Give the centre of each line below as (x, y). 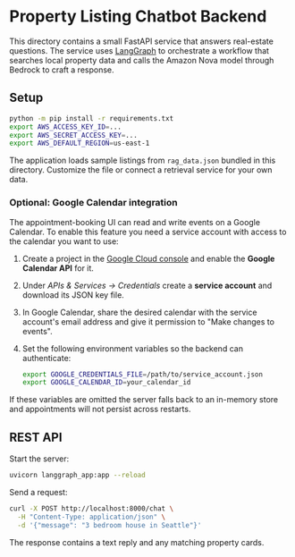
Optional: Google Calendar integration (93, 203)
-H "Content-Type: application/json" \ (92, 517)
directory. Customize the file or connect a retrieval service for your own (141, 170)
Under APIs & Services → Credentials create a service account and (147, 285)
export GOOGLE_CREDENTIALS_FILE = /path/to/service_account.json (143, 374)
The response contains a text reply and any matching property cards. (137, 542)
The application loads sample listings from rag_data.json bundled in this (143, 160)
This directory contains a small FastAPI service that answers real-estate (142, 41)
